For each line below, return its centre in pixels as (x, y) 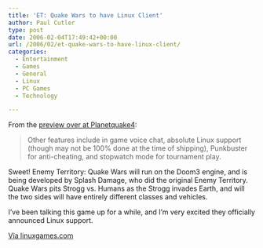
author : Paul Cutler (42, 23)
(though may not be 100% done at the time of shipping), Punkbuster (137, 148)
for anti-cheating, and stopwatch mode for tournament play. (124, 157)
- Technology (37, 96)
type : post (26, 30)
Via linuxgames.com (41, 235)
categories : (27, 52)
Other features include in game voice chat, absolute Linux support (134, 140)
